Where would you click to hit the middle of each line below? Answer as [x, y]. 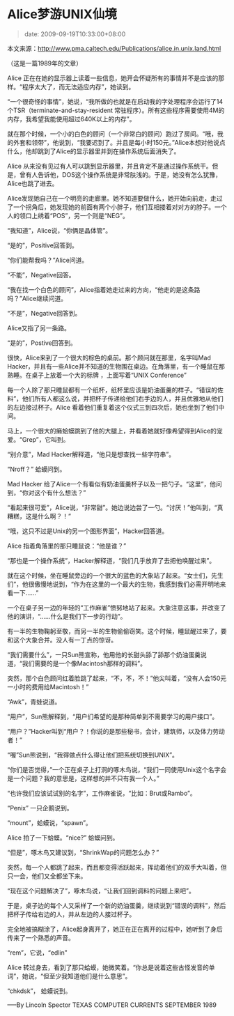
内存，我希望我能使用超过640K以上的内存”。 [71, 118]
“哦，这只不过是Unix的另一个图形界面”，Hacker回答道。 [88, 531]
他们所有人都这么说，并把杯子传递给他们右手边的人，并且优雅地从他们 [123, 399]
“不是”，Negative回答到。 [44, 313]
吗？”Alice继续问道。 [37, 298]
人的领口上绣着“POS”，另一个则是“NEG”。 [68, 215]
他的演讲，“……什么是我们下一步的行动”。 [67, 616]
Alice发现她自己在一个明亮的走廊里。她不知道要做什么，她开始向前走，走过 [115, 198]
